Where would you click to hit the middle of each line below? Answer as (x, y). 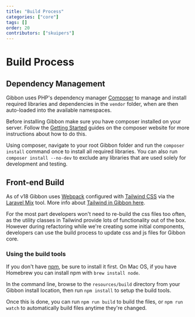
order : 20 (18, 28)
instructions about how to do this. (46, 134)
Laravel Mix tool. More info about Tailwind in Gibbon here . (76, 202)
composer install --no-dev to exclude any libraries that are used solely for (96, 158)
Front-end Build (35, 182)
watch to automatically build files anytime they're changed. (76, 308)
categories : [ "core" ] (32, 17)
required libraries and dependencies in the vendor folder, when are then (92, 104)
